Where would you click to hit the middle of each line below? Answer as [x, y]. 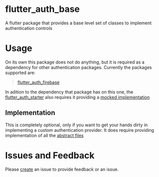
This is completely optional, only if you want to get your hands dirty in [77, 125]
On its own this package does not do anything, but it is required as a [75, 62]
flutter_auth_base [42, 9]
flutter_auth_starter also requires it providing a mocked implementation [78, 97]
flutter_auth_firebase [38, 82]
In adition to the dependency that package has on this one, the [69, 92]
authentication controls [29, 28]
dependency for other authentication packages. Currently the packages [79, 67]
